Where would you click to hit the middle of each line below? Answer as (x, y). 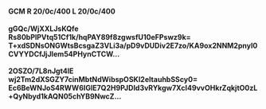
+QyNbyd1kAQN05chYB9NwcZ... (65, 96)
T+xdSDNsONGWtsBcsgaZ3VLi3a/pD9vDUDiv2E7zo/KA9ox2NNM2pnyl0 (133, 46)
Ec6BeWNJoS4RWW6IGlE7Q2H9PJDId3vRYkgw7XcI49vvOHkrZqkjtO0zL (133, 88)
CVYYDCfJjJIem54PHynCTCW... (64, 54)
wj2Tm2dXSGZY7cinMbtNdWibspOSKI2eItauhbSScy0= (103, 80)
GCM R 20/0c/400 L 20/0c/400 (62, 11)
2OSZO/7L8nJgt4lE (41, 71)
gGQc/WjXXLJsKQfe (43, 29)
